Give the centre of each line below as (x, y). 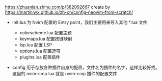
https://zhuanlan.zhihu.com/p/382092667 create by (58, 7)
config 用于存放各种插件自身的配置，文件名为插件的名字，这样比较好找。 (86, 67)
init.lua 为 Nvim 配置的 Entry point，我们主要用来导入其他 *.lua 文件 (80, 22)
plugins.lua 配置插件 (40, 57)
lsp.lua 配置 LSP (36, 45)
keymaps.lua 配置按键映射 (46, 39)
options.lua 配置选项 (40, 51)
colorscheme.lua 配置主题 (46, 33)
